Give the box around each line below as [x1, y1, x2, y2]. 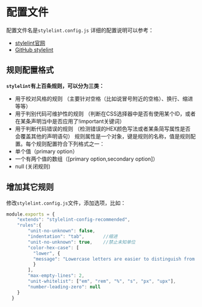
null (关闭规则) [14, 163, 51, 170]
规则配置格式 [6, 65, 54, 75]
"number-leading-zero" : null [28, 284, 101, 290]
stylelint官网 [14, 39, 46, 46]
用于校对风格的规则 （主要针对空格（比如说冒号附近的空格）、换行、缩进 [14, 95, 194, 102]
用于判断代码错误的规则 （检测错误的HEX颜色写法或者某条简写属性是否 [14, 125, 191, 132]
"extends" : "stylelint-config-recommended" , [17, 217, 130, 223]
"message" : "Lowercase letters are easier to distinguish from [32, 256, 195, 262]
